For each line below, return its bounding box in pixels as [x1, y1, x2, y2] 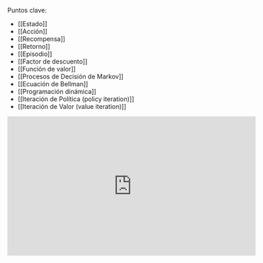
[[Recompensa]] [17, 35, 66, 43]
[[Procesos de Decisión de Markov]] [17, 72, 124, 81]
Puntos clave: [7, 6, 47, 14]
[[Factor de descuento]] [17, 57, 88, 66]
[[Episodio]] [17, 49, 52, 58]
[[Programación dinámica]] [17, 88, 97, 95]
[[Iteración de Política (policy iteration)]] [17, 95, 135, 103]
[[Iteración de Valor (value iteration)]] [17, 103, 126, 110]
